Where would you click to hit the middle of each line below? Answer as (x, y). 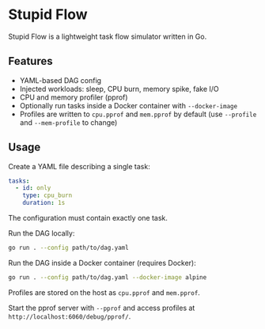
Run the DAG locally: (42, 233)
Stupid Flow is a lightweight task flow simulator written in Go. (108, 36)
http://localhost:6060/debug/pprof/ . (70, 316)
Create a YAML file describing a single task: (79, 166)
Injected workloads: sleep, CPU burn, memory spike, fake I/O (119, 89)
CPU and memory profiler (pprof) (74, 97)
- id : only (33, 188)
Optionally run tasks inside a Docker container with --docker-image (129, 105)
